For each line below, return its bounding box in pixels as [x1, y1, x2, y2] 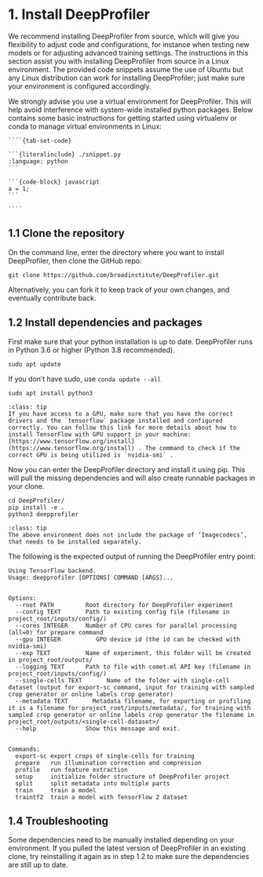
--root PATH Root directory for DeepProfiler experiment [15, 601, 234, 609]
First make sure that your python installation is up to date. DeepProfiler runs [8, 337, 253, 346]
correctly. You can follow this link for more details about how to [8, 424, 237, 431]
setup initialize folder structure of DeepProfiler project [15, 773, 230, 781]
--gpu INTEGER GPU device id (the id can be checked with [15, 635, 241, 643]
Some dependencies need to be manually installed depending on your [8, 835, 235, 845]
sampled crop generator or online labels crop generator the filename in [8, 711, 255, 719]
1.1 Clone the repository [8, 227, 126, 240]
